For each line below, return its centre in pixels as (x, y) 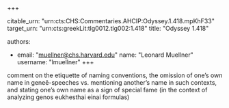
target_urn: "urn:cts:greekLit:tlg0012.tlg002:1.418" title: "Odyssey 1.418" (108, 28)
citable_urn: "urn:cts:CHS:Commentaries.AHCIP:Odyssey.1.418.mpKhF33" (111, 21)
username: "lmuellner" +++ (55, 62)
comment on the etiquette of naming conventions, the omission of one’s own (115, 75)
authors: (19, 41)
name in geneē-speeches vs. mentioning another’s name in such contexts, (112, 82)
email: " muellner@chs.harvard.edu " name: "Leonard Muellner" (105, 55)
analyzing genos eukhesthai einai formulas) (68, 97)
